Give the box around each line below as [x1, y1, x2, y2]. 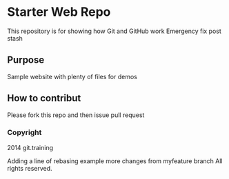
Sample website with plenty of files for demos [7, 72, 138, 81]
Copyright [7, 128, 42, 138]
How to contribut [7, 92, 81, 104]
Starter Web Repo [7, 4, 111, 20]
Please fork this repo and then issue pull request [7, 111, 145, 119]
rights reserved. [7, 164, 53, 172]
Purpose [7, 54, 45, 66]
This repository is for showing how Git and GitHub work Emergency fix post [7, 27, 222, 35]
